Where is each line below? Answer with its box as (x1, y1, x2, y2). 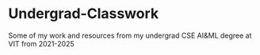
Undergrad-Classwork (8, 5, 159, 23)
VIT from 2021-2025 (8, 38, 75, 48)
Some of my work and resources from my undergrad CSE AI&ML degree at (8, 31, 252, 40)
